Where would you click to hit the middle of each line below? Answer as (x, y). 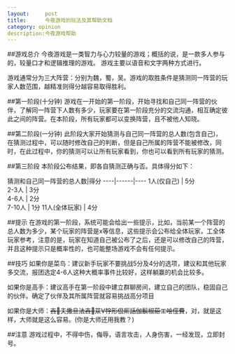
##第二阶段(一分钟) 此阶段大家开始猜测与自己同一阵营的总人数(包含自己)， (115, 134)
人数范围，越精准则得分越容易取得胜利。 (71, 87)
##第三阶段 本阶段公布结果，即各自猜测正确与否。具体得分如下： (101, 166)
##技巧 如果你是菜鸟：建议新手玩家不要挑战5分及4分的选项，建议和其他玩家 (117, 264)
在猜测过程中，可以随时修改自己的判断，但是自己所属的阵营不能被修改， (111, 143)
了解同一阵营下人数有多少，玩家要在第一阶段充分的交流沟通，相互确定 (120, 110)
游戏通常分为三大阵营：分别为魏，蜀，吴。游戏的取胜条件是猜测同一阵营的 (114, 78)
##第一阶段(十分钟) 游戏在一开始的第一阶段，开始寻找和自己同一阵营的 (109, 102)
